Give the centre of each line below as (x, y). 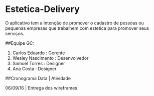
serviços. (15, 33)
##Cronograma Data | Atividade (38, 78)
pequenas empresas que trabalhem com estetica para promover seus (77, 28)
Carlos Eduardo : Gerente (39, 53)
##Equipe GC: (20, 43)
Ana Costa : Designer (34, 69)
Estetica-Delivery (43, 9)
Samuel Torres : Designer (39, 63)
